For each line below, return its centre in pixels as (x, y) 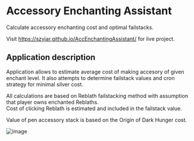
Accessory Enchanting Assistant (89, 11)
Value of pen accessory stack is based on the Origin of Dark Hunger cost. (97, 120)
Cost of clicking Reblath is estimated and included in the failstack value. (94, 108)
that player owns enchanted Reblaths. (53, 102)
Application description (51, 57)
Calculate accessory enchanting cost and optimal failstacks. (80, 27)
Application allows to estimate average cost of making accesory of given (95, 72)
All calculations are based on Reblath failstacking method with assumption (97, 95)
